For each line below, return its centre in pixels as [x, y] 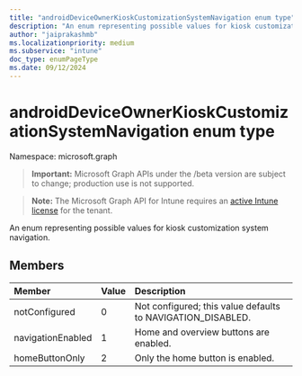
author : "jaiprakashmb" [54, 34]
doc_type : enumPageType [54, 59]
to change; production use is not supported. [113, 183]
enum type [234, 132]
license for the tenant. [72, 210]
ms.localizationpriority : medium [72, 43]
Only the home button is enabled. [204, 358]
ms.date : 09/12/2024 [48, 68]
